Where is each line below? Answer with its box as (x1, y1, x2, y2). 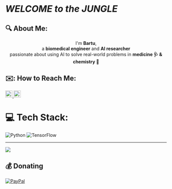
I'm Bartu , (75, 40, 97, 46)
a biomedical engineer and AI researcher (41, 45, 131, 52)
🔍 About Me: (5, 24, 48, 33)
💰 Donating (5, 162, 44, 171)
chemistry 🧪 (73, 59, 99, 64)
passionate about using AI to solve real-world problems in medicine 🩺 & (9, 52, 163, 57)
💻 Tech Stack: (5, 112, 69, 123)
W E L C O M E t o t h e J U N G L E (5, 3, 118, 15)
